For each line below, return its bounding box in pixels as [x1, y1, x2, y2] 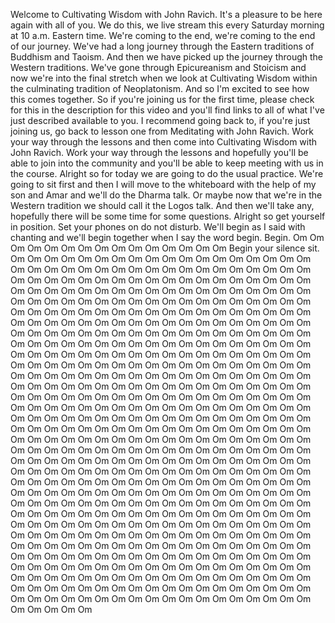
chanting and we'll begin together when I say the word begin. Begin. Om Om [10, 232, 325, 243]
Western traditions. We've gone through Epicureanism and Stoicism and [10, 62, 307, 73]
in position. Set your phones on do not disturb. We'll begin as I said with [10, 221, 306, 233]
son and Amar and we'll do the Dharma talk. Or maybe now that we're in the [10, 189, 323, 201]
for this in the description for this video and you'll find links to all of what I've [10, 104, 325, 116]
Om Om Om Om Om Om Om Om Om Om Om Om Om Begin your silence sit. [10, 242, 320, 254]
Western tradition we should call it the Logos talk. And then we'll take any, [10, 200, 315, 211]
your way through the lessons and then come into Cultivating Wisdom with [10, 136, 318, 148]
